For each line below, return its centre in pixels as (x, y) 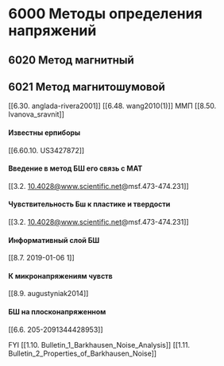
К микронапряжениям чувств (60, 275)
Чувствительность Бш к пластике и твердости (89, 204)
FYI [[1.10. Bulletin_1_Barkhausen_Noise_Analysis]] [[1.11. (99, 345)
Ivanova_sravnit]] (37, 114)
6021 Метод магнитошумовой (87, 87)
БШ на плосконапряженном (57, 312)
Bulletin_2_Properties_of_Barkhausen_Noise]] (83, 353)
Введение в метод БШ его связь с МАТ (75, 168)
